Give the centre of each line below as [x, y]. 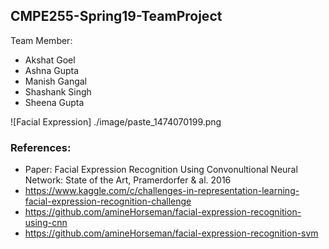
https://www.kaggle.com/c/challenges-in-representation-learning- [162, 191]
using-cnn [46, 223]
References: [41, 147]
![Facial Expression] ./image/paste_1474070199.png [116, 121]
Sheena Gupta [54, 102]
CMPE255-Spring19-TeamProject [116, 16]
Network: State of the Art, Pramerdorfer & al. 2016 [128, 180]
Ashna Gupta [51, 70]
